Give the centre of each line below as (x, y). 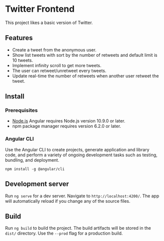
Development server (37, 184)
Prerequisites (21, 110)
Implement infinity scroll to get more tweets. (57, 65)
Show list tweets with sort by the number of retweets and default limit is (85, 55)
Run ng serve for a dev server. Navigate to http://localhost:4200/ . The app (82, 196)
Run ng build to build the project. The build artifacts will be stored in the (78, 228)
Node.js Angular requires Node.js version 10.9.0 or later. (69, 121)
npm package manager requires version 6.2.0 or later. (67, 126)
